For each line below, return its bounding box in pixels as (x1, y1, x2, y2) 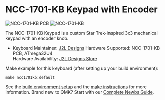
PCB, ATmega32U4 (12, 50, 53, 56)
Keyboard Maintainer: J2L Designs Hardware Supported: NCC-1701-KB (12, 45, 160, 51)
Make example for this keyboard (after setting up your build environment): (5, 65, 159, 71)
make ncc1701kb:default (5, 75, 56, 80)
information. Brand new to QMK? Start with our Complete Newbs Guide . (5, 89, 154, 95)
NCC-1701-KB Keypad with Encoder (5, 4, 158, 15)
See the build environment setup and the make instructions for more (5, 84, 147, 90)
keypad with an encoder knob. (5, 35, 69, 41)
